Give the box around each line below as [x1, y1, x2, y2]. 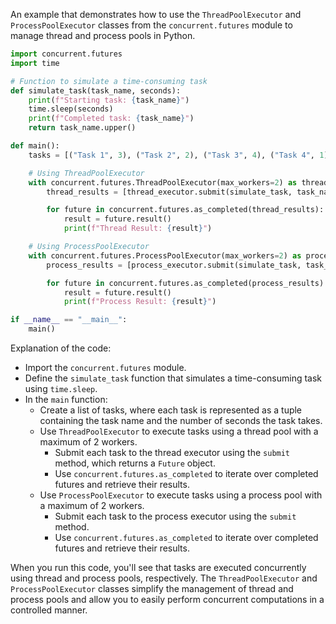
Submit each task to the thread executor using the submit [54, 447, 291, 458]
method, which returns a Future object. [54, 457, 216, 469]
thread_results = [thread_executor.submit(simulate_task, [46, 187, 293, 197]
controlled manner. [10, 604, 88, 616]
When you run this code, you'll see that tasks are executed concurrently [10, 562, 307, 573]
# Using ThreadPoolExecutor [28, 168, 145, 178]
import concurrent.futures [10, 49, 123, 59]
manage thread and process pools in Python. [10, 30, 196, 41]
